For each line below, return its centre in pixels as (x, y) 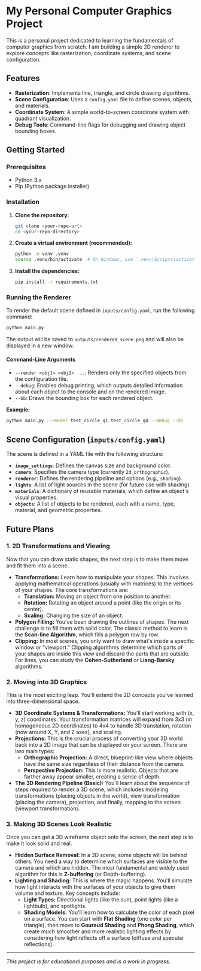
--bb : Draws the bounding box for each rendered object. (84, 398)
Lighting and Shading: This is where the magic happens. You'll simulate (103, 880)
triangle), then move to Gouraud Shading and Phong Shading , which (109, 925)
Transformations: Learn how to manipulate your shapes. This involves (102, 577)
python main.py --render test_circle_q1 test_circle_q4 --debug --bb (95, 421)
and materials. (32, 106)
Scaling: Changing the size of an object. (74, 615)
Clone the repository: (42, 215)
